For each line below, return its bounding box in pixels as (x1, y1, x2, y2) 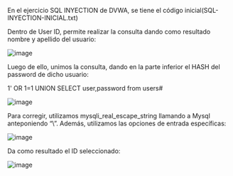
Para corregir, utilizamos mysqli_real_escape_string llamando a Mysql (7, 112, 211, 120)
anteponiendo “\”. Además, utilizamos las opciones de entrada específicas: (7, 119, 227, 128)
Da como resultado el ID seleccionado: (7, 147, 121, 155)
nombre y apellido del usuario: (7, 35, 97, 43)
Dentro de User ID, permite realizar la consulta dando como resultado (7, 28, 211, 36)
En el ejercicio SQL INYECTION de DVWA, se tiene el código (7, 6, 183, 14)
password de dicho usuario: (7, 71, 89, 78)
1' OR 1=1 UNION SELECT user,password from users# (7, 84, 163, 92)
